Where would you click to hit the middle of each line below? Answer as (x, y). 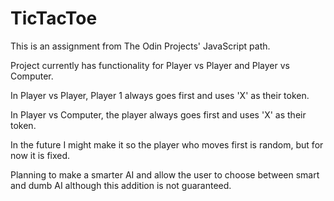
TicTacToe (54, 18)
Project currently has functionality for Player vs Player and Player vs (150, 65)
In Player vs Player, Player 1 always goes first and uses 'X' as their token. (160, 95)
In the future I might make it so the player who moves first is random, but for (167, 144)
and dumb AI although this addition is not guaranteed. (121, 185)
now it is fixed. (40, 155)
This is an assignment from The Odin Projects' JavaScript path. (140, 46)
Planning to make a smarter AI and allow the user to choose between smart (165, 174)
